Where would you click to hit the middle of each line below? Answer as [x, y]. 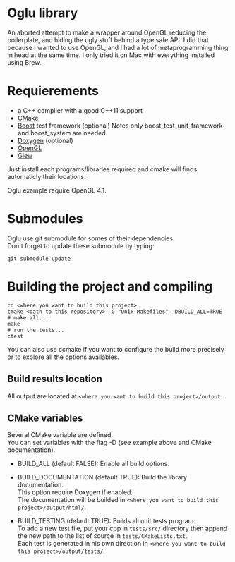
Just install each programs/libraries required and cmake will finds [102, 169]
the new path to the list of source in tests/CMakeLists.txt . [102, 536]
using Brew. [24, 62]
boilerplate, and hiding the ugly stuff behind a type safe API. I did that [108, 39]
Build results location [55, 379]
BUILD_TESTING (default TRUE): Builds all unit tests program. [107, 521]
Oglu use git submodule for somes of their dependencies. [91, 238]
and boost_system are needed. [62, 133]
